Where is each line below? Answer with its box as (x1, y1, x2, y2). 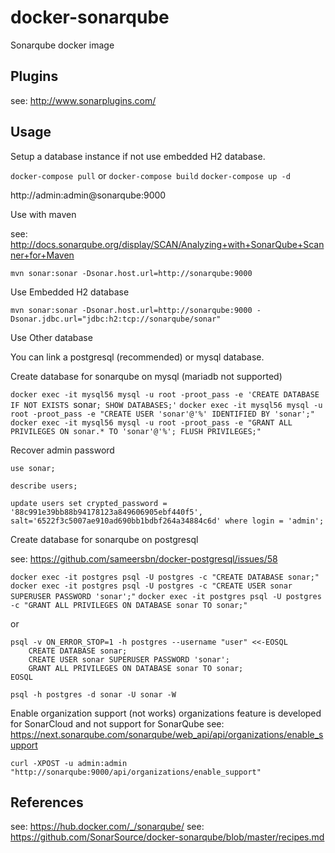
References (10, 794, 84, 811)
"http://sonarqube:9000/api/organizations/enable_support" (10, 767, 262, 777)
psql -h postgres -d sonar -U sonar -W (10, 689, 177, 700)
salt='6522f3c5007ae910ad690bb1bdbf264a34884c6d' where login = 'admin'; (10, 516, 325, 526)
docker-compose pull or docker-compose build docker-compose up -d (10, 169, 291, 181)
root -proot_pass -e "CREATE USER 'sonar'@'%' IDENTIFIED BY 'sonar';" (10, 409, 315, 419)
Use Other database (10, 331, 93, 343)
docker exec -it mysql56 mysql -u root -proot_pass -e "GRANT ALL (10, 417, 293, 428)
